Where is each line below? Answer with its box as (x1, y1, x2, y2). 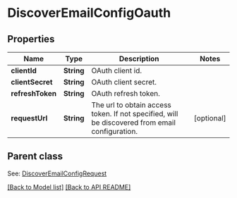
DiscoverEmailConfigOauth (7, 5, 171, 21)
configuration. (91, 127, 138, 136)
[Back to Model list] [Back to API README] (7, 182, 131, 191)
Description (119, 54, 159, 63)
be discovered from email (91, 118, 176, 128)
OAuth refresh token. (91, 89, 161, 98)
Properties (7, 33, 55, 45)
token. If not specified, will (91, 109, 178, 118)
